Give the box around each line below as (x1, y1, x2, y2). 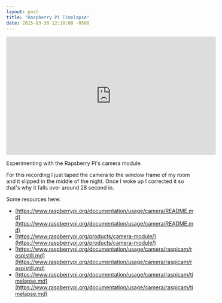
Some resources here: (6, 196, 61, 203)
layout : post (6, 8, 39, 15)
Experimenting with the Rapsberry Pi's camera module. (6, 160, 142, 167)
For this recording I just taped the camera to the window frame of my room (6, 172, 190, 179)
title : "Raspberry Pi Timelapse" (6, 14, 90, 20)
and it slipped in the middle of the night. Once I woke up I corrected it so (6, 178, 184, 185)
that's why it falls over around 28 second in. (6, 184, 114, 191)
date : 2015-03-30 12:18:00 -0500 (6, 20, 90, 26)
